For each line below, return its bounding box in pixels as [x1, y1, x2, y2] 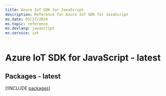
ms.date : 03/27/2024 [5, 16, 48, 21]
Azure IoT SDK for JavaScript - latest [5, 52, 161, 63]
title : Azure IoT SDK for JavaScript [5, 7, 84, 12]
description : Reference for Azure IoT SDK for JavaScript [5, 12, 128, 17]
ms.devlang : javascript [5, 26, 55, 31]
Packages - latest [5, 72, 61, 80]
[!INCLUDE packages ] [5, 85, 50, 91]
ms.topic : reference [5, 21, 48, 26]
